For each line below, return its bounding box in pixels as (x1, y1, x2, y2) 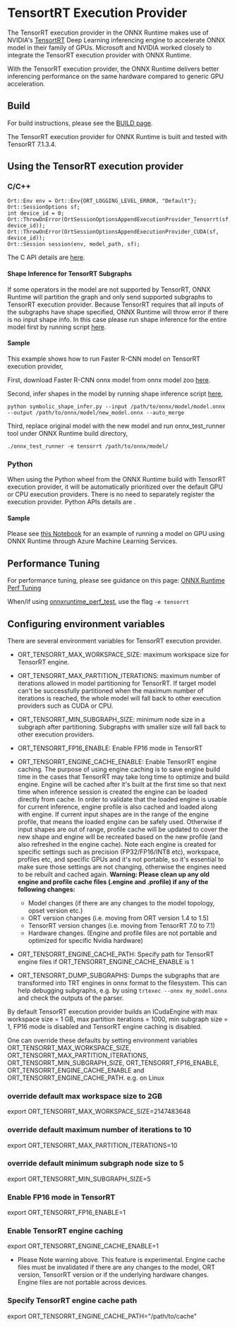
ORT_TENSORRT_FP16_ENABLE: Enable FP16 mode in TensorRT (17, 744, 203, 752)
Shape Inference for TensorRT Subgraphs (7, 270, 133, 278)
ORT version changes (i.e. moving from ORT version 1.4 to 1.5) (28, 913, 209, 922)
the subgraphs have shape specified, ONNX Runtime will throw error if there (7, 307, 229, 316)
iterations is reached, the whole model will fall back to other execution (17, 694, 221, 702)
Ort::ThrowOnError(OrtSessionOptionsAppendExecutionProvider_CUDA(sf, (7, 228, 219, 236)
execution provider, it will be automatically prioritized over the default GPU (7, 482, 224, 492)
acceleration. (7, 79, 46, 88)
